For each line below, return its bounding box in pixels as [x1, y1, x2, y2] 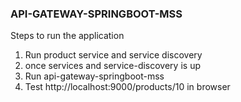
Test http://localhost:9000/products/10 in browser [24, 81, 231, 93]
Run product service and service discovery [24, 49, 203, 61]
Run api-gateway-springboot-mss [24, 70, 165, 82]
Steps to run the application [10, 30, 125, 42]
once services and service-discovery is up [24, 60, 201, 72]
